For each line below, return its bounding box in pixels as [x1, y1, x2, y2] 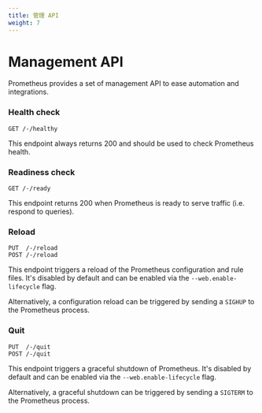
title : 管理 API [8, 11, 59, 20]
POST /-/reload [8, 251, 58, 259]
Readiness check [8, 166, 76, 177]
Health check [8, 107, 61, 118]
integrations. [8, 87, 50, 97]
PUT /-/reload [8, 244, 58, 252]
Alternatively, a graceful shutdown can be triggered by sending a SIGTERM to [8, 387, 253, 396]
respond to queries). [8, 206, 75, 217]
